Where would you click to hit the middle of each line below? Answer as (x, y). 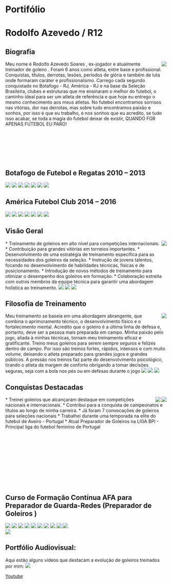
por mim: (15, 566)
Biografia (20, 52)
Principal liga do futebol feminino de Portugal (53, 427)
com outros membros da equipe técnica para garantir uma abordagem (79, 281)
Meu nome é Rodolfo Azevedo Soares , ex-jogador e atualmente (73, 64)
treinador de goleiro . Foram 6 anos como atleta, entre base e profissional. (83, 70)
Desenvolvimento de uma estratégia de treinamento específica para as (80, 254)
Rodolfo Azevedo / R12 (54, 33)
